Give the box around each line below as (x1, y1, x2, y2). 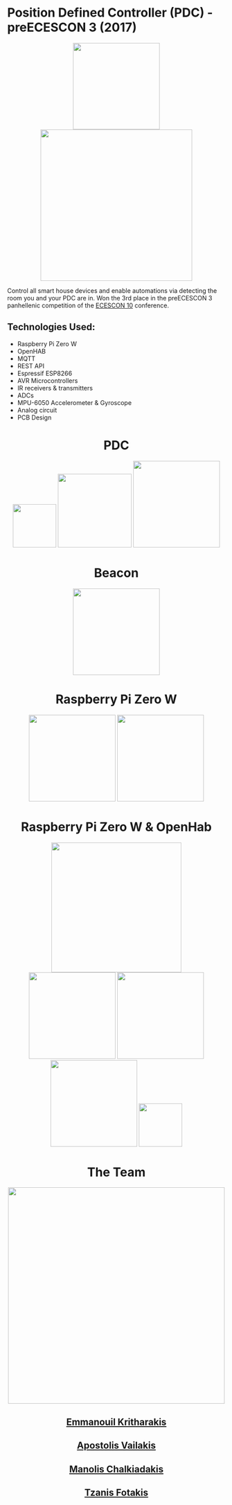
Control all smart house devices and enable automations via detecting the (7, 286, 217, 295)
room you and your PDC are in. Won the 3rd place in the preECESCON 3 (7, 294, 213, 302)
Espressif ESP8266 (17, 369, 73, 377)
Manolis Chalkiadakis (69, 1463, 164, 1475)
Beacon (93, 565, 139, 581)
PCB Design (17, 413, 52, 422)
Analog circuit (17, 406, 57, 414)
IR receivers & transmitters (17, 384, 93, 392)
